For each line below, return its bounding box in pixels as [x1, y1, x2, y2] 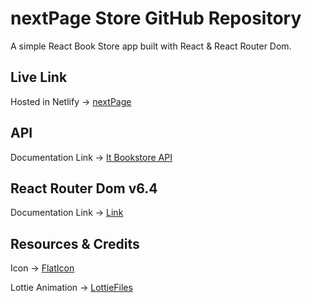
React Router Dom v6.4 [10, 180, 158, 197]
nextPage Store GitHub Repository [10, 7, 302, 30]
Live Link [10, 69, 68, 86]
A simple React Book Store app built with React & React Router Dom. [10, 40, 292, 52]
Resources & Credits [10, 235, 140, 252]
